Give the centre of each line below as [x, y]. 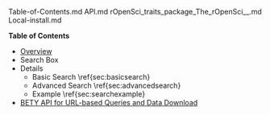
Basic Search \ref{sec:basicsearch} [91, 77]
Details [31, 68]
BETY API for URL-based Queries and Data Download [109, 103]
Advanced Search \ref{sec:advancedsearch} [106, 85]
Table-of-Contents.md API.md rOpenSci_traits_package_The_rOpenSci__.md [135, 12]
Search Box [39, 60]
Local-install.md [35, 20]
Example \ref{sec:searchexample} [89, 94]
